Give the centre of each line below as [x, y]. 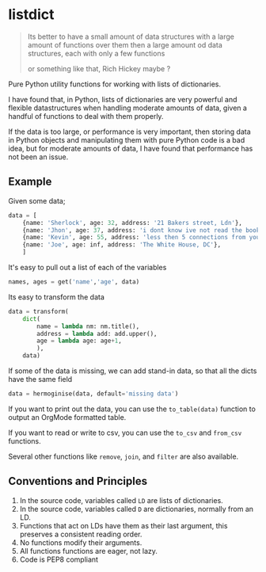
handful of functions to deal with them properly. [86, 116]
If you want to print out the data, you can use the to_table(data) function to [132, 409]
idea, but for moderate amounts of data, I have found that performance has [131, 148]
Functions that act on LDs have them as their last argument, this [123, 525]
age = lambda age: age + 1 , [80, 341]
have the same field [40, 379]
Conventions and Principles [78, 481]
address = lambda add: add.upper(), [97, 334]
